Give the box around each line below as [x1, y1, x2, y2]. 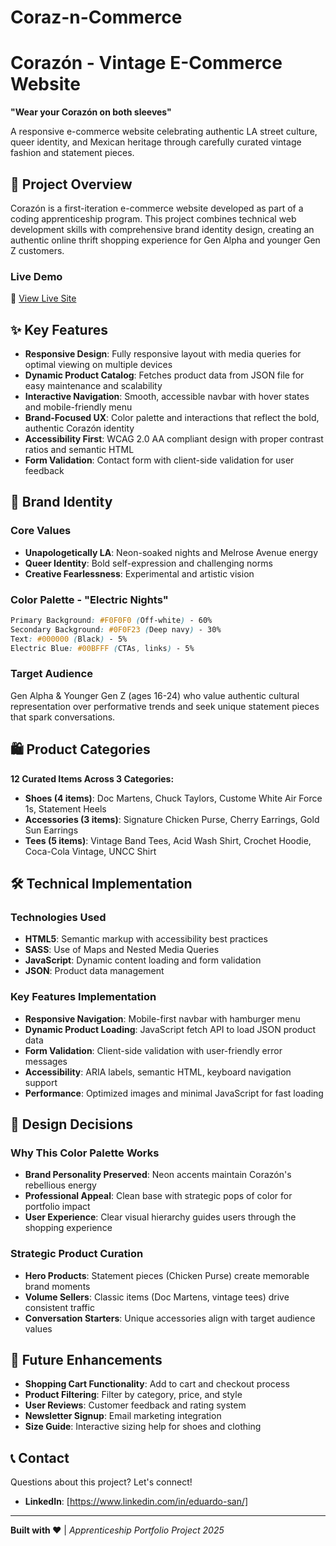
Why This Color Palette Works [10, 1146, 160, 1160]
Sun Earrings [24, 824, 79, 836]
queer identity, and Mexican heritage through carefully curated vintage [10, 136, 302, 148]
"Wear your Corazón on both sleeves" [10, 106, 172, 118]
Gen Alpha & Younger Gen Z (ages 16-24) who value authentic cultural [10, 689, 300, 701]
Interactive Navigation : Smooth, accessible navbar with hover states [24, 391, 310, 403]
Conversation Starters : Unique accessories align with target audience [24, 1312, 316, 1324]
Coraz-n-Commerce [10, 6, 183, 29]
